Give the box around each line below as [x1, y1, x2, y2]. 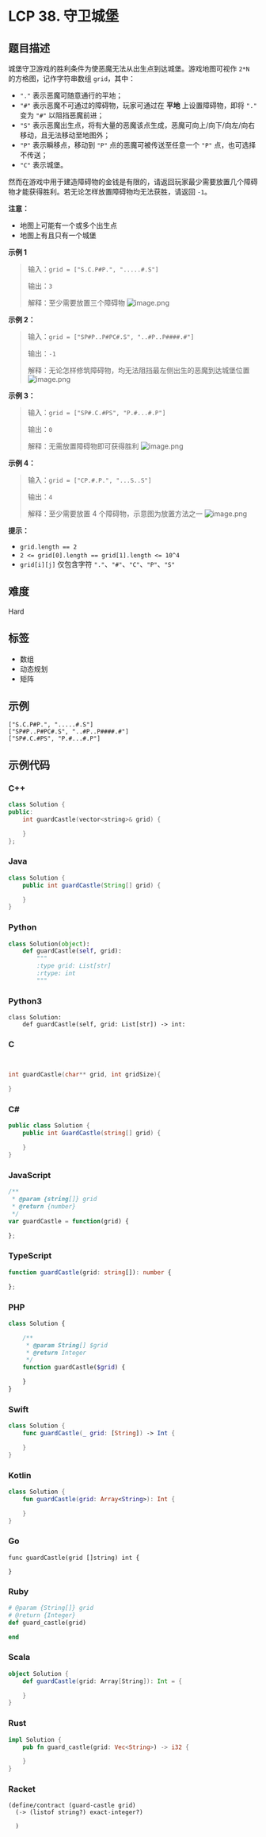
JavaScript [8, 1169, 51, 1180]
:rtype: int [36, 969, 77, 977]
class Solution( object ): [8, 940, 90, 948]
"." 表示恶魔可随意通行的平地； [19, 91, 123, 100]
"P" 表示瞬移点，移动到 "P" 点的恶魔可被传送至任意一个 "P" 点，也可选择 [19, 141, 256, 149]
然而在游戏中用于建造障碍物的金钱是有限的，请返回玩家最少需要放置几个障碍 [8, 177, 258, 187]
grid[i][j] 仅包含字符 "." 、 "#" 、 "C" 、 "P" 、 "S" [19, 560, 176, 568]
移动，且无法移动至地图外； [19, 130, 111, 140]
